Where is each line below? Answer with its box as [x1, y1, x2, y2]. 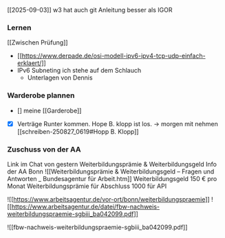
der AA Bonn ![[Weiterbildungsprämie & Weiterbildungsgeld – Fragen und [7, 167, 215, 176]
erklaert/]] [17, 59, 46, 67]
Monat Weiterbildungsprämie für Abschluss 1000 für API [7, 182, 167, 190]
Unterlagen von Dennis [27, 73, 93, 82]
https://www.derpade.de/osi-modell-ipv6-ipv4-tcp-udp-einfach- [21, 51, 206, 60]
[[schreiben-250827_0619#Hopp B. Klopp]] [17, 127, 139, 136]
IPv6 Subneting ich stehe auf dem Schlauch [17, 67, 142, 75]
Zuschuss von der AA [7, 144, 81, 154]
